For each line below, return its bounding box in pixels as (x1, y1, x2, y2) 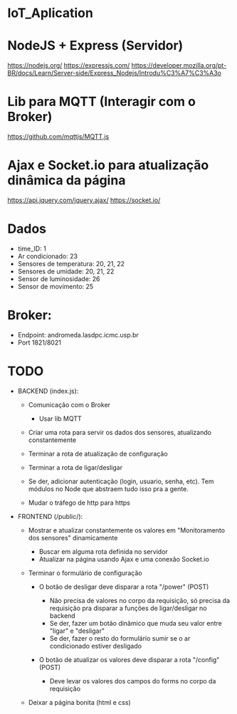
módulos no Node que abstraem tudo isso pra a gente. (28, 484, 189, 493)
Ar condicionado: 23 (17, 251, 78, 261)
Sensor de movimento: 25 (17, 282, 94, 290)
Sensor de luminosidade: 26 (17, 274, 101, 283)
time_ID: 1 (17, 244, 46, 253)
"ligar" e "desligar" (49, 626, 105, 635)
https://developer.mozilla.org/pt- (131, 61, 227, 70)
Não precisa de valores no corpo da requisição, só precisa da (49, 596, 230, 604)
